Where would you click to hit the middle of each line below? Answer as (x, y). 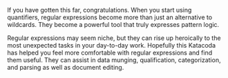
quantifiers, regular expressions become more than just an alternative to (110, 17)
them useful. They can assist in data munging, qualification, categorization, (114, 60)
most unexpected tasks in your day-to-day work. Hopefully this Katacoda (112, 45)
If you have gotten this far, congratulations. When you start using (99, 10)
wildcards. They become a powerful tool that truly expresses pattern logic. (113, 25)
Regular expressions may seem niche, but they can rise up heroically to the (114, 38)
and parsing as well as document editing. (66, 67)
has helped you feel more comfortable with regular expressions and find (110, 52)
